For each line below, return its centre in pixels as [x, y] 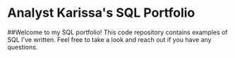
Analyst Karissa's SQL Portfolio [101, 13]
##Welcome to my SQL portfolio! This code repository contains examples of [117, 32]
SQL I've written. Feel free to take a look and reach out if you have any [109, 39]
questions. [23, 47]
